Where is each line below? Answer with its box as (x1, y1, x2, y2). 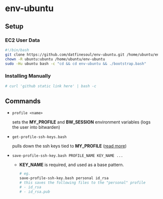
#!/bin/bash (5, 47, 29, 52)
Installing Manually (5, 73, 51, 79)
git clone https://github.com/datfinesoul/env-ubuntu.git (5, 52, 125, 57)
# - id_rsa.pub (19, 189, 50, 194)
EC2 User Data (5, 37, 40, 44)
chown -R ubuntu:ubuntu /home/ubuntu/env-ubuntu (5, 57, 105, 61)
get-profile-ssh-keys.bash (12, 135, 67, 139)
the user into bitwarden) (12, 124, 61, 130)
